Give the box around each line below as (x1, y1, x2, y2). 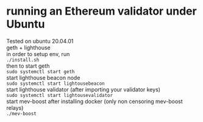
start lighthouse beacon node (6, 74, 80, 81)
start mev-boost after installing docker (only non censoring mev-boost (6, 98, 183, 105)
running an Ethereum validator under (6, 4, 197, 18)
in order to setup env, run (6, 50, 70, 57)
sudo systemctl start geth (6, 68, 75, 74)
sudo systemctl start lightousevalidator (6, 92, 113, 98)
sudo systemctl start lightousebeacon (6, 81, 105, 87)
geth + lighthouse (6, 44, 51, 51)
